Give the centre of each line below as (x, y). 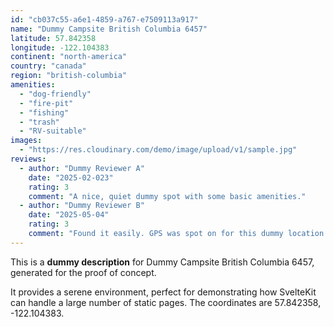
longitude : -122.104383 (60, 47)
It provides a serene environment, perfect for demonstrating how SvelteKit (163, 292)
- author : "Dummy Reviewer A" (82, 168)
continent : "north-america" (69, 57)
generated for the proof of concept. (83, 272)
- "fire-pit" (46, 103)
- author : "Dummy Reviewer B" (82, 206)
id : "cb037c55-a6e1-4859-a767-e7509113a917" (104, 19)
